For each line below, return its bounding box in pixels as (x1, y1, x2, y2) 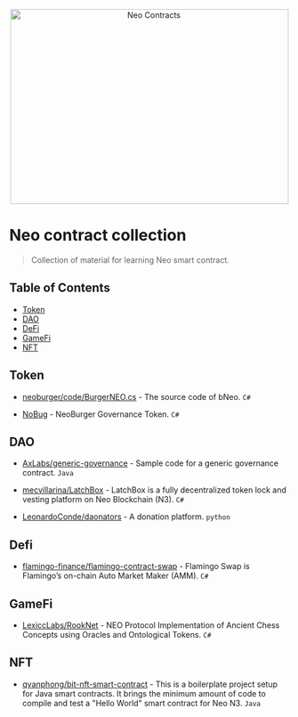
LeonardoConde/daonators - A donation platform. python (21, 511, 231, 522)
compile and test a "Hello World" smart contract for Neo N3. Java (21, 697, 261, 708)
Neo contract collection (9, 225, 187, 246)
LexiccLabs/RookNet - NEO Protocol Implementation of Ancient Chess (21, 620, 280, 631)
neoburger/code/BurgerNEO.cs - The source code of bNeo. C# (21, 391, 251, 402)
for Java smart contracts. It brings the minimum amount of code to (21, 688, 267, 698)
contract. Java (21, 468, 74, 478)
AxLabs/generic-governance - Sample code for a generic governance (21, 458, 278, 468)
